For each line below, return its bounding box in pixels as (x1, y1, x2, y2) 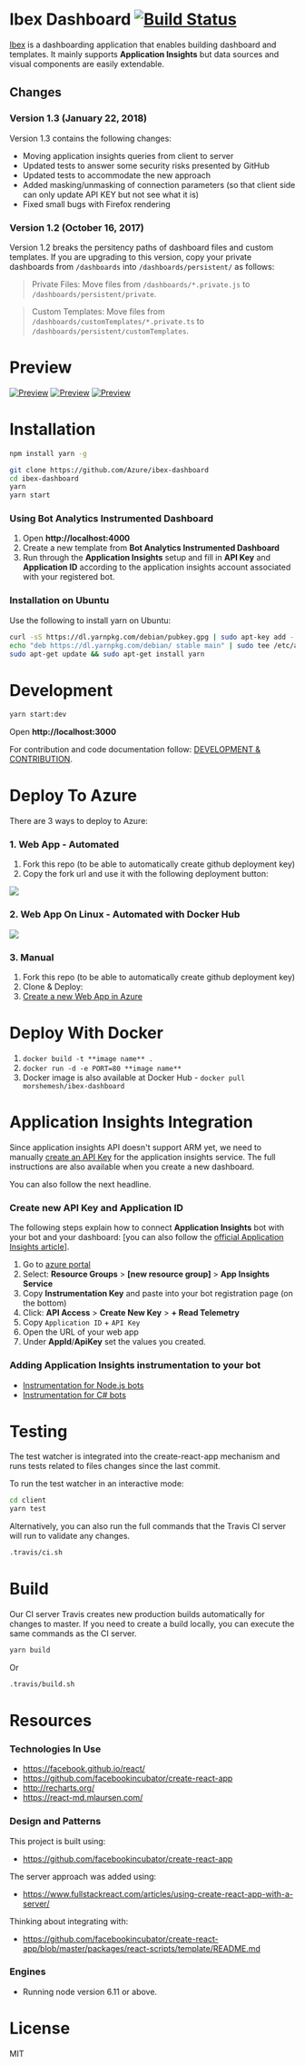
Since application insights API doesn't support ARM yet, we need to (9, 1141, 262, 1153)
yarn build (9, 1645, 51, 1654)
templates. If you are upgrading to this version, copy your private (9, 251, 252, 263)
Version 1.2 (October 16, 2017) (9, 221, 144, 233)
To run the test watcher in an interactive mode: (9, 1478, 184, 1489)
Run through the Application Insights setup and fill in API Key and (22, 552, 271, 563)
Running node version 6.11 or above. (22, 1986, 157, 1997)
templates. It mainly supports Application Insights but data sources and (9, 48, 280, 59)
